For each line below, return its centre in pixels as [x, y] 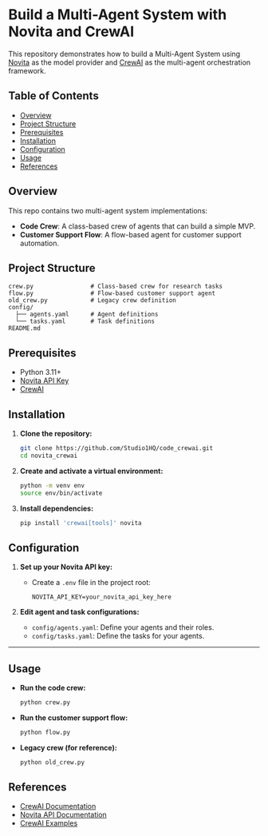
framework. [27, 70]
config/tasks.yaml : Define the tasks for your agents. [118, 636]
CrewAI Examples [49, 823]
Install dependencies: [57, 508]
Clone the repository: [56, 434]
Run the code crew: [53, 688]
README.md [25, 328]
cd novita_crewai [49, 456]
